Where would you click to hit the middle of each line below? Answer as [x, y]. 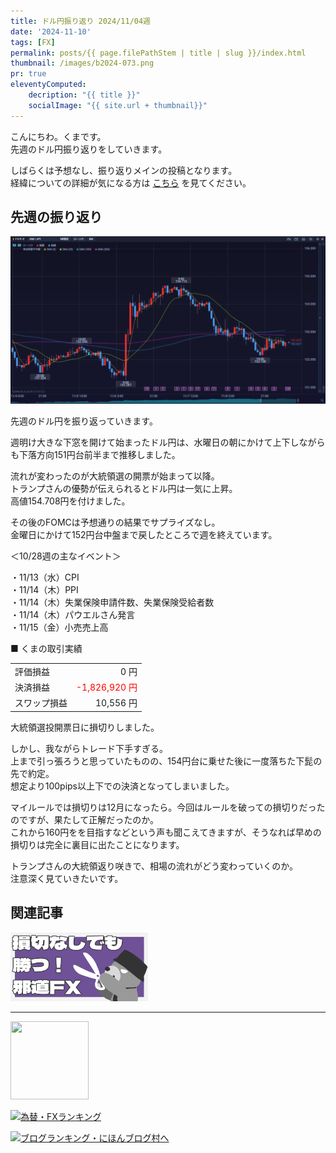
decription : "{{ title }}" [84, 95]
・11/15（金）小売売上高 [59, 627]
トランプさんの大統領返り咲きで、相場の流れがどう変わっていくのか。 [154, 866]
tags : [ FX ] [33, 42]
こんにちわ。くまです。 [58, 136]
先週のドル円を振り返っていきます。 [84, 421]
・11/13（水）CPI [45, 577]
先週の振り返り [56, 217]
